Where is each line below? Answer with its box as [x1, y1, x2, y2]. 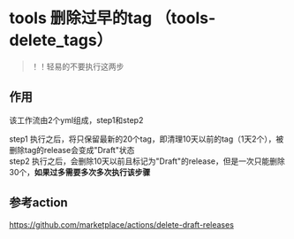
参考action [9, 196, 68, 211]
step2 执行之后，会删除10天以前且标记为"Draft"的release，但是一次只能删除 [9, 156, 285, 166]
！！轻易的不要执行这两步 [30, 61, 124, 72]
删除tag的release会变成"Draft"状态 [9, 144, 135, 155]
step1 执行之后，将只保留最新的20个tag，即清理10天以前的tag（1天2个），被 [9, 134, 284, 144]
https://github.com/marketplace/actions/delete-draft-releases [9, 219, 234, 230]
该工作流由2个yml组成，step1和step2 [9, 114, 144, 125]
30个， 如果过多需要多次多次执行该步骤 [9, 166, 151, 177]
